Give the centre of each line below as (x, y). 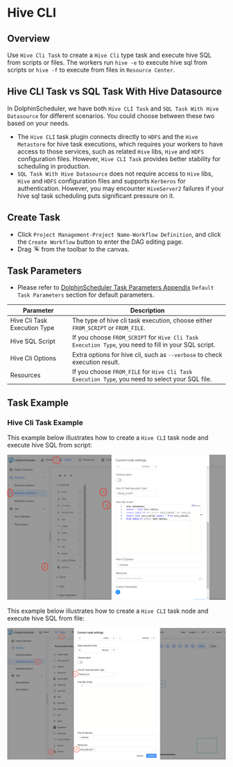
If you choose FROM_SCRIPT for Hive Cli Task (136, 338)
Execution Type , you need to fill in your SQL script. (144, 345)
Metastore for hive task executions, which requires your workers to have (120, 144)
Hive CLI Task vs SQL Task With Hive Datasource (115, 92)
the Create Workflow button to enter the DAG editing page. (100, 242)
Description (147, 310)
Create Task (34, 218)
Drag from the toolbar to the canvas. (73, 249)
